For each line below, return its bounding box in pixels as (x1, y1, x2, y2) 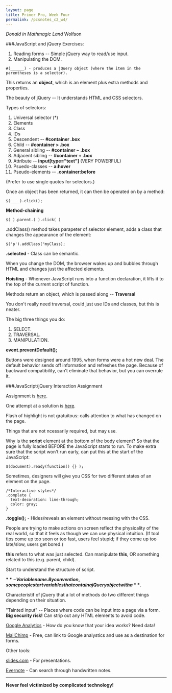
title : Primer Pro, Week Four (6, 12, 70, 17)
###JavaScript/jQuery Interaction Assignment (6, 383, 103, 389)
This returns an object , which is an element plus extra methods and (6, 80, 148, 86)
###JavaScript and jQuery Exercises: (6, 41, 84, 47)
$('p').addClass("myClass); (6, 242, 66, 247)
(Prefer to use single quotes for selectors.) (6, 179, 95, 185)
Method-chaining (6, 207, 44, 213)
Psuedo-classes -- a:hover (13, 163, 71, 170)
